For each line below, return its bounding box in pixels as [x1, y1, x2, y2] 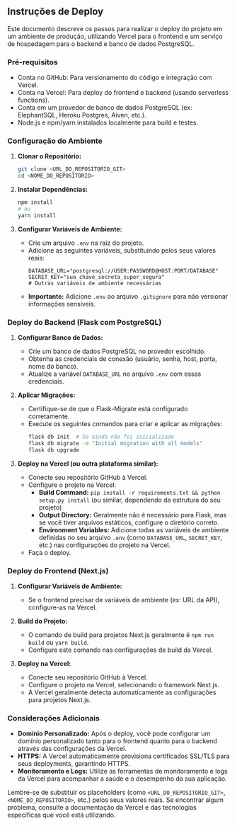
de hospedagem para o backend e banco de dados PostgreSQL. [7, 39, 195, 48]
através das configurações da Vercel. [17, 745, 127, 753]
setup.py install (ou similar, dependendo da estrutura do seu [38, 495, 221, 504]
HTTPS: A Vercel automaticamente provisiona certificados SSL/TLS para [17, 752, 230, 760]
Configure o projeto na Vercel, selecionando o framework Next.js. [28, 681, 219, 689]
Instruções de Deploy [7, 6, 104, 18]
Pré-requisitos [7, 57, 58, 67]
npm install [17, 199, 53, 206]
